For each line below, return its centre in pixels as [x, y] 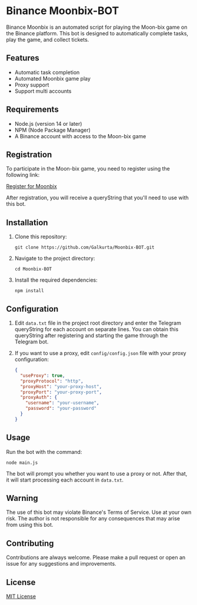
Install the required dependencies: [56, 280]
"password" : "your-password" [61, 409]
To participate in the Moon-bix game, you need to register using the [88, 169]
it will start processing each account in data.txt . [65, 480]
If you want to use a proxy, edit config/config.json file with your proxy [100, 353]
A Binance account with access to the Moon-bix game [80, 136]
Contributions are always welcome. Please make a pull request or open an [96, 557]
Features [23, 58]
